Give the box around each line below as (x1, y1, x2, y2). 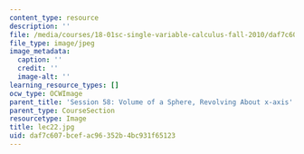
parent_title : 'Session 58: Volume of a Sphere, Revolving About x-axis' (9, 97, 294, 107)
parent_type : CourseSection (9, 106, 116, 115)
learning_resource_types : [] (9, 81, 119, 90)
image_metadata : (9, 47, 71, 56)
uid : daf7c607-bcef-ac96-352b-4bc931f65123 (9, 131, 176, 140)
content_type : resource (9, 13, 100, 23)
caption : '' (17, 55, 63, 64)
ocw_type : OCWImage (9, 89, 83, 98)
